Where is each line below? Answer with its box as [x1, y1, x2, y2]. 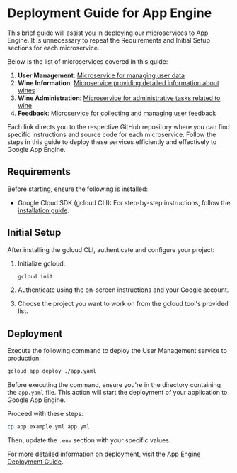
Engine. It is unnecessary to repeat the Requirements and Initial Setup [7, 36, 211, 44]
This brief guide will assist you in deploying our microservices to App [7, 28, 209, 37]
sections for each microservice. [7, 43, 100, 52]
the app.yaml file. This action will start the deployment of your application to [7, 388, 228, 397]
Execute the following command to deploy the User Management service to [7, 347, 228, 355]
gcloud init [17, 273, 53, 280]
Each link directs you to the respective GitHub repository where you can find [7, 122, 230, 131]
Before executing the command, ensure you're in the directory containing [7, 381, 221, 389]
